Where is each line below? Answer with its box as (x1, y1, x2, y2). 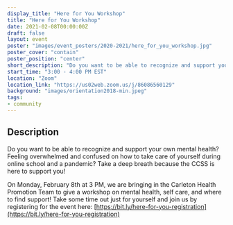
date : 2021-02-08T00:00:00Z (7, 23, 89, 30)
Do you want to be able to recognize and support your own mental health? (7, 144, 220, 153)
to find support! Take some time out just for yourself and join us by (7, 195, 198, 203)
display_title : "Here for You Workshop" (7, 10, 126, 17)
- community (7, 101, 42, 108)
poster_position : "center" (7, 56, 85, 62)
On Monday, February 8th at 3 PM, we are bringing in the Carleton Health (7, 180, 216, 188)
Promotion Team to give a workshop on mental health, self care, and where (7, 187, 222, 196)
